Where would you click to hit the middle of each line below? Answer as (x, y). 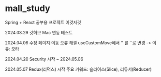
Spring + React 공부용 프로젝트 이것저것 (43, 22)
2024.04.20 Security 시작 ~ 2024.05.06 (44, 59)
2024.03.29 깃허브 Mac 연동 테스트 (39, 32)
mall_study (28, 8)
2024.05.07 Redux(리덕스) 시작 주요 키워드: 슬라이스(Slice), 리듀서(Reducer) (78, 69)
